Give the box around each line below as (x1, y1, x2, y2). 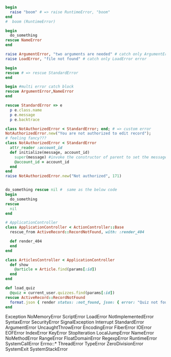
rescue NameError (5, 38, 42, 43)
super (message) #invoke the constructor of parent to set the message (14, 154, 167, 160)
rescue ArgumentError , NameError (5, 89, 74, 94)
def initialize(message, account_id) (10, 150, 90, 155)
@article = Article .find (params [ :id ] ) (14, 267, 97, 272)
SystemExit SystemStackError (5, 346, 68, 352)
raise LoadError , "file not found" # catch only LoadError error (5, 56, 147, 61)
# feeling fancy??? (5, 135, 47, 141)
